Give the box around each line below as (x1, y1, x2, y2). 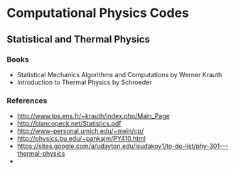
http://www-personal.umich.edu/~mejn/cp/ (16, 127, 144, 135)
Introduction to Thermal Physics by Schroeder (16, 78, 152, 86)
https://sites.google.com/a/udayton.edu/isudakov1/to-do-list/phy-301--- (16, 142, 229, 150)
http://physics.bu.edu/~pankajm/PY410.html (16, 135, 146, 143)
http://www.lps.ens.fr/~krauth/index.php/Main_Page (16, 112, 170, 120)
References (6, 96, 48, 106)
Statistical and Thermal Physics (6, 33, 151, 45)
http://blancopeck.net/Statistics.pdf (16, 119, 122, 128)
